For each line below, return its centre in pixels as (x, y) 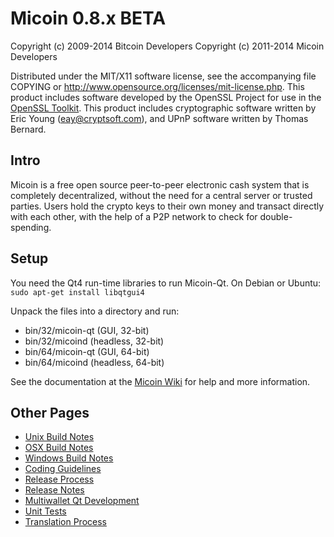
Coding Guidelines (63, 469)
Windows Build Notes (69, 458)
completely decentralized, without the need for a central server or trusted (161, 195)
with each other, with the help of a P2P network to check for (134, 216)
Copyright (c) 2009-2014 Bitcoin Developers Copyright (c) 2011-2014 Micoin (167, 46)
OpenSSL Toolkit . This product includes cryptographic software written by (163, 108)
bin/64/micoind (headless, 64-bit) (94, 362)
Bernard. (28, 129)
